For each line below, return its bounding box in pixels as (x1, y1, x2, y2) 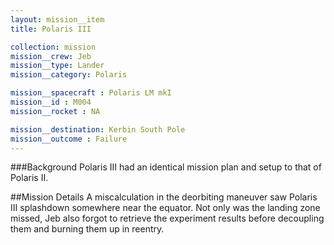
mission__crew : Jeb (10, 51, 92, 61)
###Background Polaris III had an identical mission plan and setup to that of (10, 161, 322, 173)
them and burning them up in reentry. (10, 223, 165, 235)
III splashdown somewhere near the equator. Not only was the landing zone (10, 202, 321, 214)
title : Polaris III (10, 24, 92, 34)
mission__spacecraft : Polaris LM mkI (10, 88, 172, 98)
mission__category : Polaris (10, 70, 128, 80)
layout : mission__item (10, 14, 105, 25)
